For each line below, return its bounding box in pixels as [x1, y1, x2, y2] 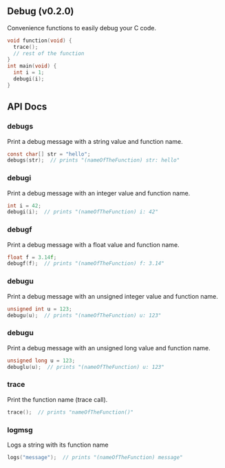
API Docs [7, 101, 47, 113]
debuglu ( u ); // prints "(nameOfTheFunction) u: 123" [7, 363, 165, 370]
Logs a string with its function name [7, 440, 109, 449]
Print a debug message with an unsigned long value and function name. [7, 343, 211, 352]
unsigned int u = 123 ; [7, 306, 72, 312]
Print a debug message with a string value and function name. [7, 137, 184, 145]
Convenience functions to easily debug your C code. [7, 23, 157, 32]
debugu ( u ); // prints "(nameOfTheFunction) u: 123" [7, 312, 162, 319]
